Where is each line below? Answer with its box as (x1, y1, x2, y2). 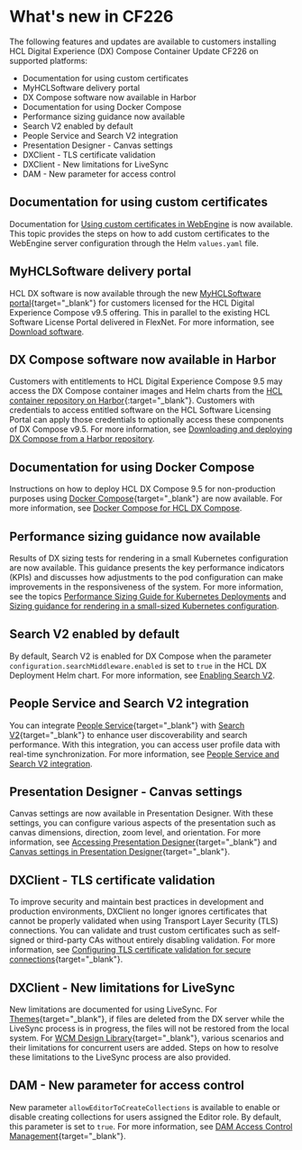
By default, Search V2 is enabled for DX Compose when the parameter (9, 651, 272, 662)
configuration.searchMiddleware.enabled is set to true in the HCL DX (9, 660, 268, 671)
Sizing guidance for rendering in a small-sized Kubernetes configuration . (9, 601, 279, 611)
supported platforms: (9, 55, 88, 66)
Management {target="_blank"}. (9, 1130, 126, 1141)
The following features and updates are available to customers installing (9, 36, 277, 47)
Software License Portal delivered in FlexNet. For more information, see (9, 316, 275, 327)
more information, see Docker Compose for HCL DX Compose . (9, 503, 243, 514)
